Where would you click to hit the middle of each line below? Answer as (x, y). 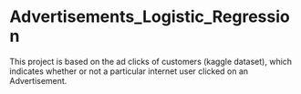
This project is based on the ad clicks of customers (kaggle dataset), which (151, 61)
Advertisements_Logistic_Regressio (150, 17)
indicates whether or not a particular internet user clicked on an (129, 71)
